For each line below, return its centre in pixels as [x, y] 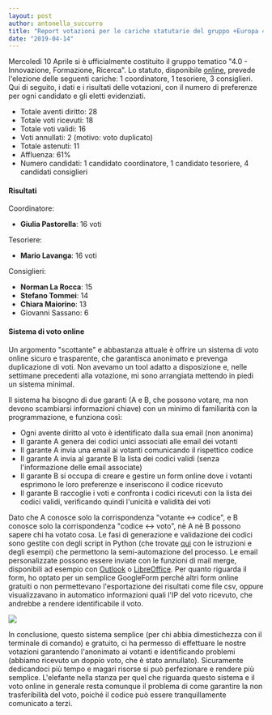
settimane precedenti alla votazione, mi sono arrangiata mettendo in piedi [131, 375]
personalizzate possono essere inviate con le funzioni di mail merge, [123, 560]
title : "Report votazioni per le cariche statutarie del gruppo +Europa [134, 31]
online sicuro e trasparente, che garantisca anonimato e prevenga [118, 358]
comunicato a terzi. [40, 703]
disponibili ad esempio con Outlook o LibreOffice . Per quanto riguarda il [127, 569]
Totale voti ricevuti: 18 [57, 120]
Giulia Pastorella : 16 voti [61, 225]
